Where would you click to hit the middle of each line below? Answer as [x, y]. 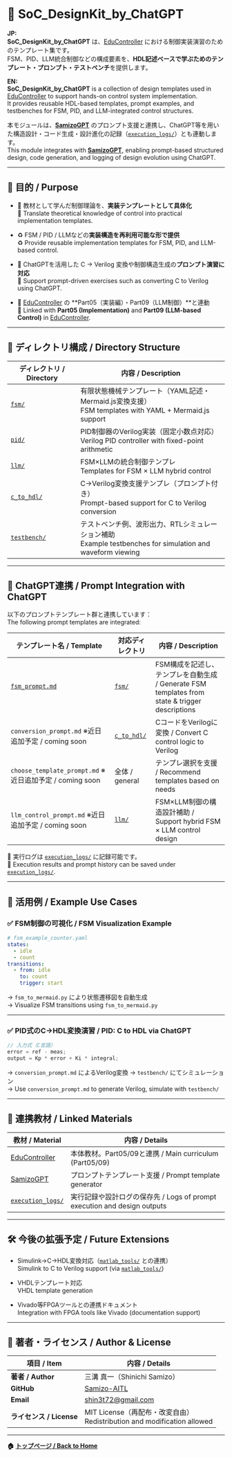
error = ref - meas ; [37, 1052]
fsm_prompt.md [34, 687]
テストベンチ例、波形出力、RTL [132, 524]
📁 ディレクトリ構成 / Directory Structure [94, 348]
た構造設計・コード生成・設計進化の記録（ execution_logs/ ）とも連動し [109, 134]
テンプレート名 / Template [59, 646]
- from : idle [32, 970]
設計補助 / [178, 813]
